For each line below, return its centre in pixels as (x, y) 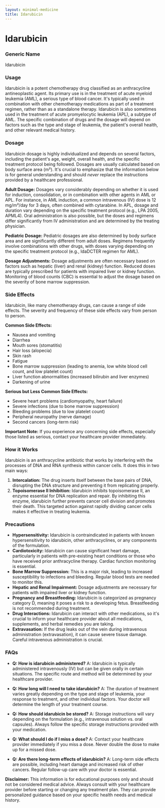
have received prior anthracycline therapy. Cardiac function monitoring (84, 561)
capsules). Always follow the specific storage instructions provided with (85, 724)
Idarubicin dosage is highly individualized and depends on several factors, (81, 154)
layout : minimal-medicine (32, 10)
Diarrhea (21, 340)
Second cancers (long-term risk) (45, 422)
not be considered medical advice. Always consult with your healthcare (78, 784)
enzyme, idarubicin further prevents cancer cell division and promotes (83, 501)
